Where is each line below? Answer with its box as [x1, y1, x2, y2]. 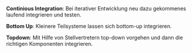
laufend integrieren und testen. [6, 11, 82, 18]
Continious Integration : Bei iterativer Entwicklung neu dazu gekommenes [6, 5, 187, 12]
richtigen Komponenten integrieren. [6, 41, 93, 47]
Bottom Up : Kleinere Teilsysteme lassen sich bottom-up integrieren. [6, 23, 172, 29]
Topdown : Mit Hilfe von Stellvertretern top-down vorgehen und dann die [6, 34, 183, 41]
